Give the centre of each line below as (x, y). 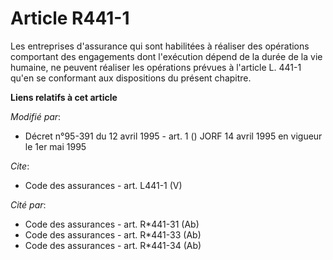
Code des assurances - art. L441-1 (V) (103, 185)
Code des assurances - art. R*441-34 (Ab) (113, 245)
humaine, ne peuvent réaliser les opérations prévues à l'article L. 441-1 (156, 67)
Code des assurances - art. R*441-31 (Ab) (112, 224)
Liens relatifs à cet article (64, 97)
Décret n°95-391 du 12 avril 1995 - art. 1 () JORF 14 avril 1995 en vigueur (173, 136)
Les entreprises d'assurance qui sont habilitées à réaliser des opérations (160, 46)
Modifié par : (36, 116)
